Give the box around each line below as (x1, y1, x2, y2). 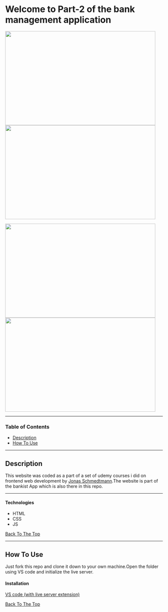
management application (5, 14, 111, 26)
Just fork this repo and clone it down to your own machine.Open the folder (5, 563, 159, 570)
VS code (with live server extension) (5, 591, 80, 597)
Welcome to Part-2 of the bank (5, 4, 135, 15)
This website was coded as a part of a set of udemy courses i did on (5, 473, 146, 479)
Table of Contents (5, 423, 50, 430)
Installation (5, 580, 29, 586)
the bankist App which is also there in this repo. (5, 483, 103, 490)
